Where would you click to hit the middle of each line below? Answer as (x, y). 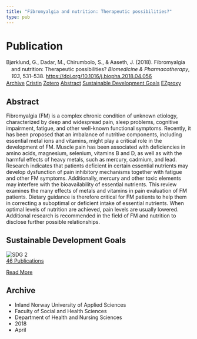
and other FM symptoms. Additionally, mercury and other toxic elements (94, 178)
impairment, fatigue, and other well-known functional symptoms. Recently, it (98, 128)
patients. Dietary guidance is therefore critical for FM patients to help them (96, 197)
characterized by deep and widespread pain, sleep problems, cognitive (92, 122)
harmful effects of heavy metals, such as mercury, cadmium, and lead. (92, 159)
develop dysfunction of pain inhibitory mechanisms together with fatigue (94, 172)
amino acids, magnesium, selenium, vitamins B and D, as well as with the (94, 153)
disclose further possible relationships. (53, 221)
